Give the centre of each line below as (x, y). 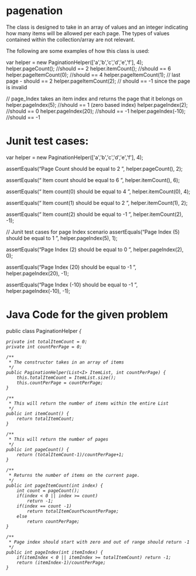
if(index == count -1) (44, 506)
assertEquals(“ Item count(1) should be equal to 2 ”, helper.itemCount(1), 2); (97, 203)
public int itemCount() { (37, 413)
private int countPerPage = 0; (44, 347)
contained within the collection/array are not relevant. (71, 39)
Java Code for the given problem (87, 315)
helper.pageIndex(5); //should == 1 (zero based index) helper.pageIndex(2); (97, 105)
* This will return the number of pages (59, 439)
